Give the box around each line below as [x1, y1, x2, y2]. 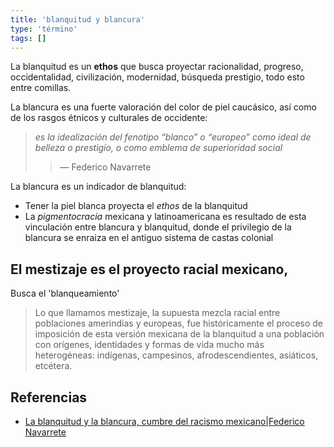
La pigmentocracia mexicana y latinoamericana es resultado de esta [24, 211, 307, 223]
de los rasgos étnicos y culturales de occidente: [10, 112, 208, 124]
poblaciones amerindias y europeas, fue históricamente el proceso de [34, 317, 324, 330]
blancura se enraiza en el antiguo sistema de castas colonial [24, 232, 274, 244]
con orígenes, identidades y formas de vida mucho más [34, 339, 265, 351]
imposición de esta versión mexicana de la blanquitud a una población [34, 328, 325, 340]
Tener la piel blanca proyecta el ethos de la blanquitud [24, 200, 248, 212]
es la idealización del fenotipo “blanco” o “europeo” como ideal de [34, 131, 312, 143]
